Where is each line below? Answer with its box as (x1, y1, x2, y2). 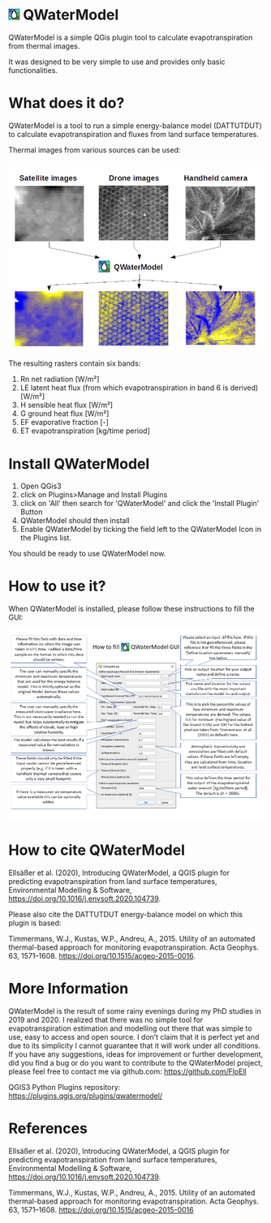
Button (19, 507, 43, 517)
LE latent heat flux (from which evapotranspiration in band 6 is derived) (19, 383, 259, 393)
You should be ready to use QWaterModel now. (8, 549, 166, 559)
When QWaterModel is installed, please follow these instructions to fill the (8, 604, 255, 614)
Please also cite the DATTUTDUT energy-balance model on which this (8, 910, 243, 920)
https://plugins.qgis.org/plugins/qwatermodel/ (8, 1091, 163, 1101)
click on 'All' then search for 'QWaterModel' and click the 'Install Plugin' (19, 499, 260, 509)
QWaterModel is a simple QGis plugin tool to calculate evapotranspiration (8, 32, 253, 42)
